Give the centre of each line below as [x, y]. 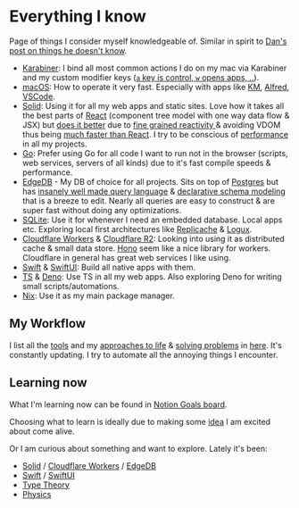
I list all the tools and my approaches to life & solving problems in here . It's [146, 345]
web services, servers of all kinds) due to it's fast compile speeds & [146, 162]
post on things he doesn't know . [68, 50]
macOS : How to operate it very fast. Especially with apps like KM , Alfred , [156, 87]
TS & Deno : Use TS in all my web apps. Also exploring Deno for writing [152, 276]
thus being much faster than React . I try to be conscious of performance [155, 134]
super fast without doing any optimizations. [102, 210]
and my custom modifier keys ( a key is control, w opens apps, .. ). [141, 77]
